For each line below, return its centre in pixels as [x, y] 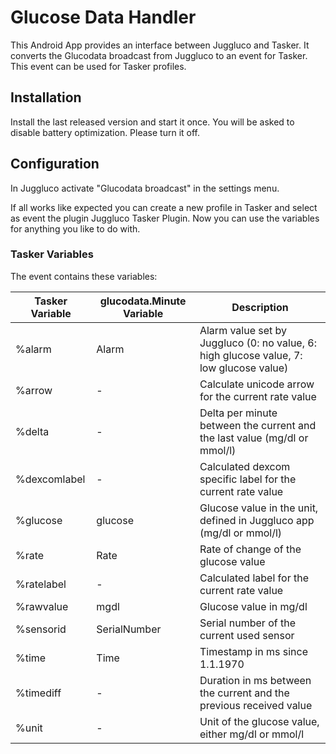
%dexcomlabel [50, 479]
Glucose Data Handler [103, 17]
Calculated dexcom [245, 466]
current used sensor [247, 635]
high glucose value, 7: [251, 355]
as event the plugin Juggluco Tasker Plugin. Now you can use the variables [165, 218]
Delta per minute [238, 413]
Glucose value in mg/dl [253, 606]
